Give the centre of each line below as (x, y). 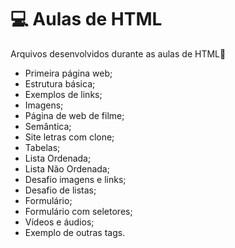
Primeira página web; (68, 73)
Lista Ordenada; (58, 158)
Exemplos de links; (63, 94)
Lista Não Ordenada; (67, 168)
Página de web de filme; (74, 115)
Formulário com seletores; (78, 211)
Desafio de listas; (60, 190)
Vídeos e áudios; (59, 222)
